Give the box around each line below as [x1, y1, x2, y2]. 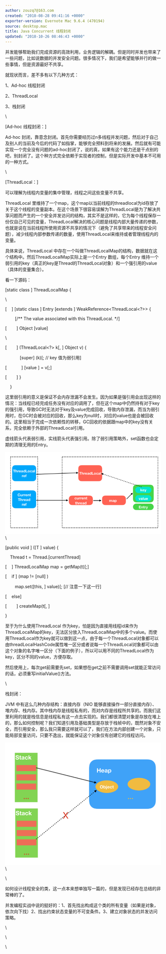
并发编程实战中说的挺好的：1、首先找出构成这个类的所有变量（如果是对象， [5, 902, 159, 908]
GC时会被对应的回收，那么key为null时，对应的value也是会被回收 [22, 413, 154, 418]
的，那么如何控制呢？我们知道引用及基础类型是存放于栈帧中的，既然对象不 [5, 720, 157, 726]
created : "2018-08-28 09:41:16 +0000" [5, 13, 85, 18]
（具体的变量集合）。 [5, 267, 46, 272]
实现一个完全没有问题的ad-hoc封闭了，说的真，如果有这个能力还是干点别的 [5, 147, 159, 152]
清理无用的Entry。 [13, 442, 51, 448]
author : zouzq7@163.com [5, 8, 54, 13]
